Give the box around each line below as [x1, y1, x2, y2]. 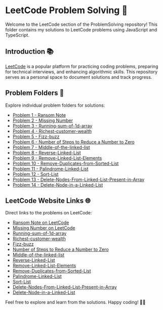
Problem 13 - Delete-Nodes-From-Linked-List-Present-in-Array [12, 176, 145, 183]
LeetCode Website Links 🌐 [5, 196, 91, 205]
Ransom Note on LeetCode [12, 219, 69, 226]
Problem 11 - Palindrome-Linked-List [12, 165, 89, 171]
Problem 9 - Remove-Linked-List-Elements [12, 155, 102, 161]
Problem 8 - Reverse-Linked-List [12, 149, 81, 156]
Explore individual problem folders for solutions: [5, 102, 105, 108]
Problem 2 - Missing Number [12, 117, 73, 123]
